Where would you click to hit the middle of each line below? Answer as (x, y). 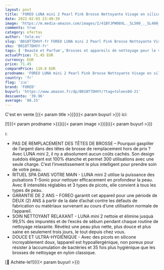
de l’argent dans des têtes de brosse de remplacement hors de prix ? (81, 149)
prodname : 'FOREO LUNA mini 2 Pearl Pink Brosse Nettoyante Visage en (78, 73)
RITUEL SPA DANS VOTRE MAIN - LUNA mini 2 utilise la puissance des (83, 175)
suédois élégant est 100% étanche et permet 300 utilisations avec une (83, 159)
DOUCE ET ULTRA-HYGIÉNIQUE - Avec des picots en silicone (74, 237)
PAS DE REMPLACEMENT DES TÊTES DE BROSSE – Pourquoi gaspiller (83, 144)
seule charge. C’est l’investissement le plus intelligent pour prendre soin (84, 164)
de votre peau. (27, 170)
